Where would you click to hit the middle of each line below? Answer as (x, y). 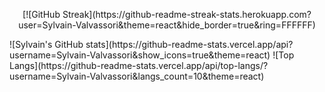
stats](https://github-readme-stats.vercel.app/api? (189, 44)
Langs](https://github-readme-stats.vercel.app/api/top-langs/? (139, 65)
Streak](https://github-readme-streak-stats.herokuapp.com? (187, 14)
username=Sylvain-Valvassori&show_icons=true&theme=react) (140, 55)
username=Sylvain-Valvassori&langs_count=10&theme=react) (137, 76)
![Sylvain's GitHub (46, 44)
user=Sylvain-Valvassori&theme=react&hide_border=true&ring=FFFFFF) (167, 25)
